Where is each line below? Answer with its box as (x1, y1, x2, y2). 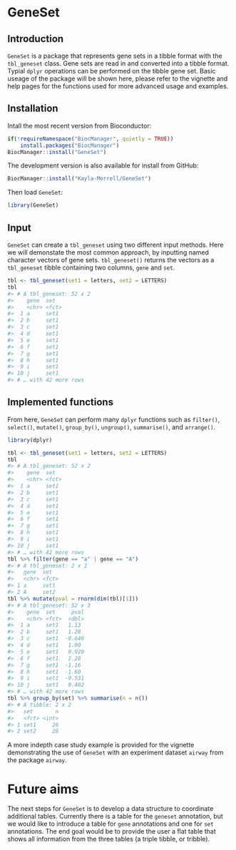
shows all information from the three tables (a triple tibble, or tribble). (7, 835, 210, 844)
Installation (7, 103, 58, 115)
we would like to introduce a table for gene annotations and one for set (7, 819, 214, 828)
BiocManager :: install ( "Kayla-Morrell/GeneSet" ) (7, 175, 152, 183)
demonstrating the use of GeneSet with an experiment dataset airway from (7, 748, 224, 757)
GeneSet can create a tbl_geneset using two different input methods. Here (7, 240, 224, 249)
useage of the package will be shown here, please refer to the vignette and (7, 74, 228, 83)
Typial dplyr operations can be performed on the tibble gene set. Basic (7, 67, 216, 75)
